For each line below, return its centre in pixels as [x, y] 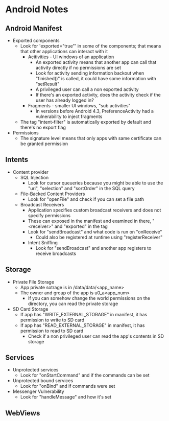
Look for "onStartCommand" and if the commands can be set [85, 375]
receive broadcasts [56, 253]
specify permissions [49, 215]
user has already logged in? [65, 100]
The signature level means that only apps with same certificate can [91, 138]
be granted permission [44, 144]
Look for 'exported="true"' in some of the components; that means [91, 46]
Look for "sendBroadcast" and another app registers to [93, 248]
